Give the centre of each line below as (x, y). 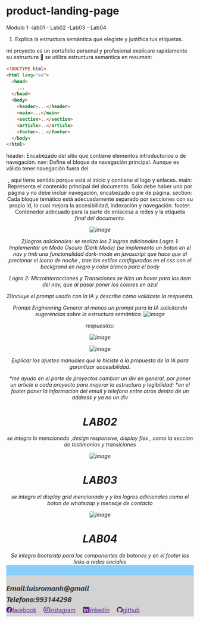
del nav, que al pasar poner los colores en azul (100, 285)
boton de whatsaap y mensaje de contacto (100, 503)
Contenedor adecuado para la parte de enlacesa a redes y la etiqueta (100, 212)
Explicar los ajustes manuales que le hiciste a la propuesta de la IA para (100, 360)
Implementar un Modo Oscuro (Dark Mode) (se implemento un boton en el (100, 248)
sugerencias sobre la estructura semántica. (89, 314)
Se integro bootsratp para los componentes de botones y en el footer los (100, 556)
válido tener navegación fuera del (47, 169)
